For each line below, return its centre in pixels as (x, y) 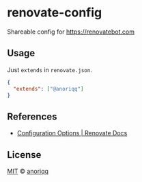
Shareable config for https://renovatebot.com (71, 32)
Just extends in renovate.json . (49, 69)
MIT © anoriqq (28, 171)
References (32, 116)
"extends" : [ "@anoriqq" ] (48, 89)
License (24, 155)
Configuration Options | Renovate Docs (72, 133)
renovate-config (55, 13)
